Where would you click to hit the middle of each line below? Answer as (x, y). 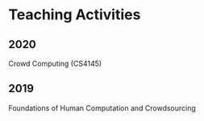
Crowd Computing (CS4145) (55, 63)
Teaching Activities (75, 15)
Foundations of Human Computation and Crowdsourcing (102, 108)
